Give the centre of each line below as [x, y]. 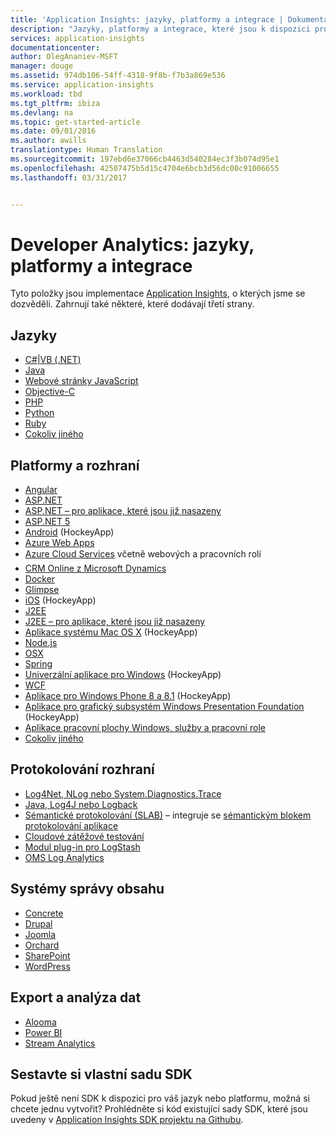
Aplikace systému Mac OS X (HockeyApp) [111, 632]
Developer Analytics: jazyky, [132, 244]
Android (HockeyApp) [69, 532]
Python [39, 413]
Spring [38, 664]
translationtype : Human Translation [86, 150]
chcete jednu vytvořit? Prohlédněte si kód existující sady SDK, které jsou [159, 1109]
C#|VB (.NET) [53, 360]
